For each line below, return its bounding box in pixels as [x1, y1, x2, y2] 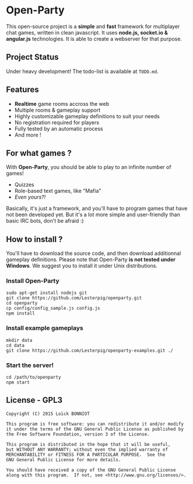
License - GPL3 [6, 395, 63, 405]
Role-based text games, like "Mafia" [14, 188, 101, 195]
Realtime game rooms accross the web [14, 100, 110, 107]
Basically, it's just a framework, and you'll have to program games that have [6, 205, 188, 212]
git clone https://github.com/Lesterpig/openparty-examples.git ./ [6, 347, 174, 354]
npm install [6, 310, 35, 316]
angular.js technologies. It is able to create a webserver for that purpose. [6, 35, 183, 42]
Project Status [6, 52, 59, 62]
